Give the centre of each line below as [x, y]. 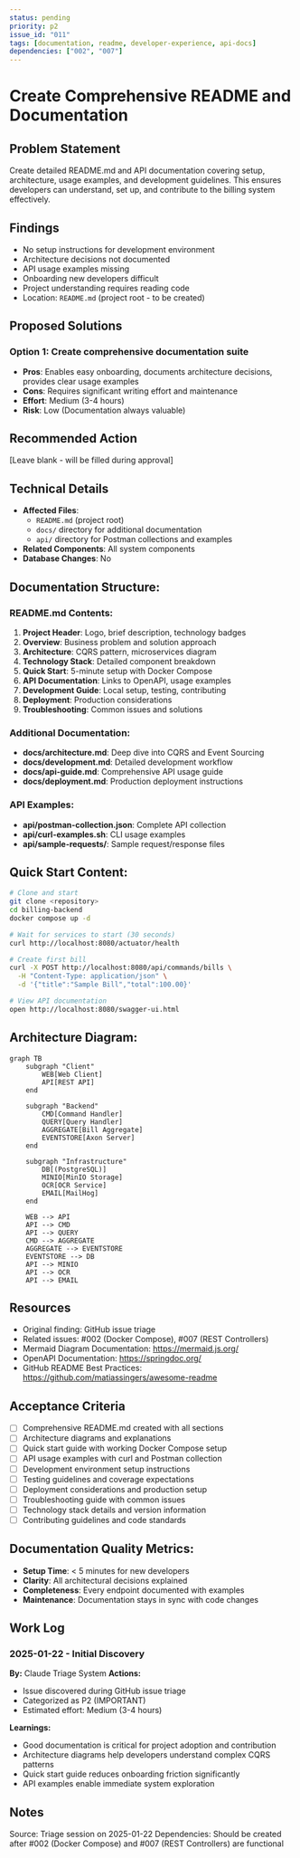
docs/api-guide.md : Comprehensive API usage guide [123, 772]
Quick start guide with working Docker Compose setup [125, 1448]
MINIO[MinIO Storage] [83, 1177]
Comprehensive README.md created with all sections [123, 1428]
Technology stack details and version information [114, 1510]
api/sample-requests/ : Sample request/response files [124, 843]
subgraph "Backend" [62, 1106]
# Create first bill [48, 959]
